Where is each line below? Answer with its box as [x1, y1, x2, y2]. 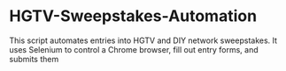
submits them [9, 53, 59, 64]
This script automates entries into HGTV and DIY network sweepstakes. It [9, 35, 277, 46]
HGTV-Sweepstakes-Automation [9, 6, 258, 26]
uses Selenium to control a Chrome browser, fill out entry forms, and [9, 44, 259, 54]
